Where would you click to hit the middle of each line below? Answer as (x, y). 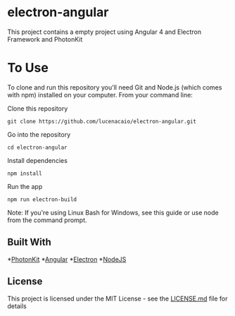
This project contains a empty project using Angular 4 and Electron (104, 32)
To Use (28, 68)
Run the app (25, 186)
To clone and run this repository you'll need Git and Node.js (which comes (115, 87)
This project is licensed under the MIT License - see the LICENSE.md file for (118, 298)
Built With (29, 242)
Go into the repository (39, 134)
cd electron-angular (38, 147)
